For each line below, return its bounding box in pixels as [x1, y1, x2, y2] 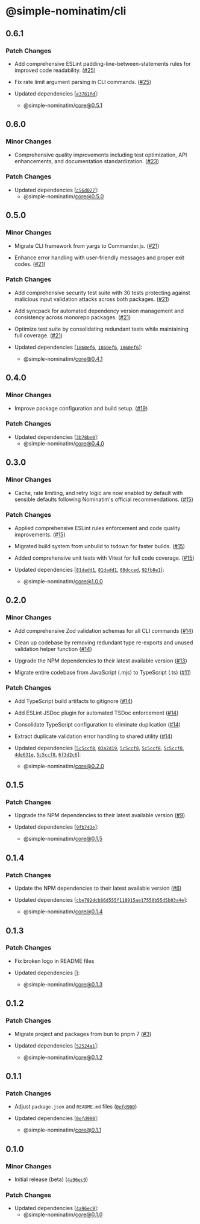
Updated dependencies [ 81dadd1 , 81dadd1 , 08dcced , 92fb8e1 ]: [14, 566, 164, 573]
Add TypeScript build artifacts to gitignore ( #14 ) [14, 697, 133, 705]
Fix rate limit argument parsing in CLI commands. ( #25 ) [14, 78, 152, 85]
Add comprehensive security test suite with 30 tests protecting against [14, 289, 190, 296]
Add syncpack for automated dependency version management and [14, 307, 184, 314]
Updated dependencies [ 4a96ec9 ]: [14, 1205, 99, 1212]
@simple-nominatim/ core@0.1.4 [23, 908, 103, 915]
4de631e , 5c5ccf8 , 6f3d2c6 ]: [14, 751, 81, 758]
